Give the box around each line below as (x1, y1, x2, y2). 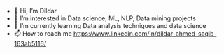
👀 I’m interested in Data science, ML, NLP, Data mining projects (13, 14, 196, 22)
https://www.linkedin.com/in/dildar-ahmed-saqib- (73, 29, 217, 38)
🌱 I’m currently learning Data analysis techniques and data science (13, 22, 206, 29)
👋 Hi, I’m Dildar (13, 7, 57, 15)
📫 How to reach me (13, 29, 72, 38)
